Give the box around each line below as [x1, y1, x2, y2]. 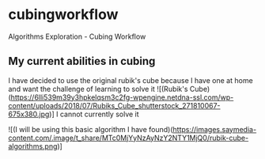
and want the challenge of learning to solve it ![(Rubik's [8, 84, 188, 93]
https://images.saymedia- [172, 124, 257, 134]
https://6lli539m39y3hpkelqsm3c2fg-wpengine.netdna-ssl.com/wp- [10, 93, 234, 102]
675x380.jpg [8, 109, 50, 119]
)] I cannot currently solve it [48, 109, 140, 119]
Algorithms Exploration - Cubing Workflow [8, 32, 146, 41]
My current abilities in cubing [8, 55, 156, 68]
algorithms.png [8, 141, 58, 151]
